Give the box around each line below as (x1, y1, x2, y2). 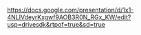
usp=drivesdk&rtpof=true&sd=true (7, 21, 105, 28)
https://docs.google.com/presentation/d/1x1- (7, 6, 134, 14)
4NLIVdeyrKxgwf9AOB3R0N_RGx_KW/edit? (7, 13, 131, 21)
